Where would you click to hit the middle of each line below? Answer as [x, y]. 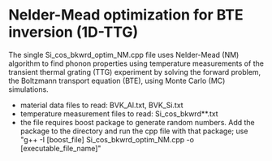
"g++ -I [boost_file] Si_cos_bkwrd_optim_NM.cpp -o [107, 139]
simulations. [28, 89]
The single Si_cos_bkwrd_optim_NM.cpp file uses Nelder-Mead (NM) [124, 54]
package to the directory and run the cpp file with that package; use [134, 131]
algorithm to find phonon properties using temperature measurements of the [136, 63]
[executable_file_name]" [60, 148]
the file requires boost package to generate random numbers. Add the [137, 122]
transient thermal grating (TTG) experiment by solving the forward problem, [135, 72]
